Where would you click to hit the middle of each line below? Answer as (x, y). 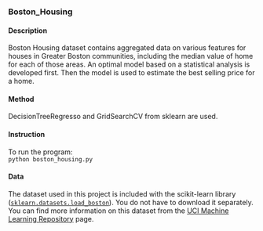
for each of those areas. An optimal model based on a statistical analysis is (129, 64)
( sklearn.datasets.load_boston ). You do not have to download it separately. (131, 202)
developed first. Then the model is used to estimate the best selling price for (131, 73)
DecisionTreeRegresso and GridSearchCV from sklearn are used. (113, 117)
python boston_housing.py (50, 159)
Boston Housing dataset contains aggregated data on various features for (127, 48)
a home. (21, 81)
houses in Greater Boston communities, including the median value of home (131, 56)
